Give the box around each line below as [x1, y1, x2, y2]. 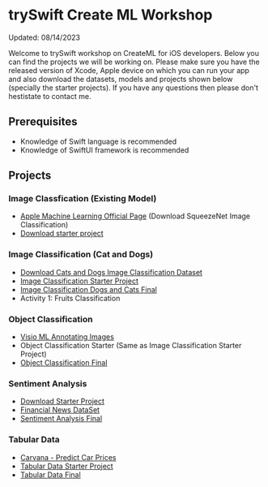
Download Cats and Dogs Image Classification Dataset [19, 267, 202, 277]
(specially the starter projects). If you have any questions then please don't [8, 83, 259, 93]
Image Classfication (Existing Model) [8, 193, 157, 205]
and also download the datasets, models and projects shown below [8, 74, 233, 84]
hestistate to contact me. [8, 91, 91, 101]
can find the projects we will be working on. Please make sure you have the [8, 57, 261, 67]
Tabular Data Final [19, 469, 81, 480]
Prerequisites [8, 115, 78, 129]
